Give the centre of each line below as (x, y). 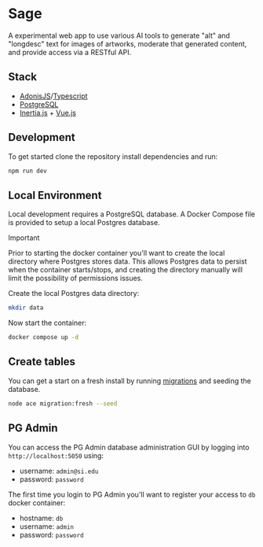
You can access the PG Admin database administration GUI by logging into (129, 447)
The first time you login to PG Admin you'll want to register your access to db (132, 494)
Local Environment (55, 195)
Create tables (42, 362)
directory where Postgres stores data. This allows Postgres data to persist (128, 261)
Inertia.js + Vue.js (48, 113)
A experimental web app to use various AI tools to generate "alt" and (119, 35)
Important (24, 238)
